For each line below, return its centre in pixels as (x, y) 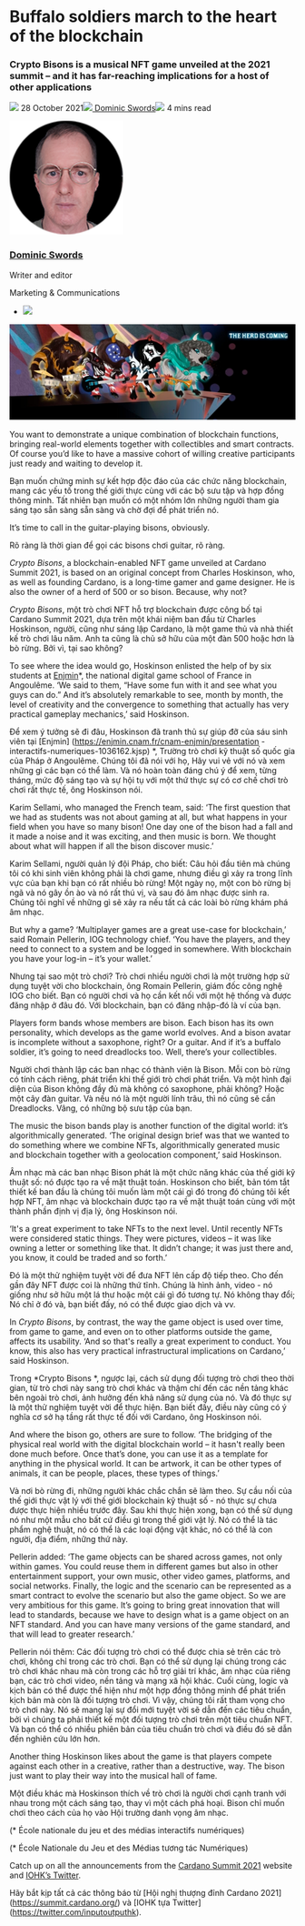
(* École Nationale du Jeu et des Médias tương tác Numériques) (129, 1848)
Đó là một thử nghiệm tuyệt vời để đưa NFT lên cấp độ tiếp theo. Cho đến (147, 1275)
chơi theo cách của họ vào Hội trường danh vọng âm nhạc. (119, 1812)
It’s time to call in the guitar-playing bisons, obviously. (110, 527)
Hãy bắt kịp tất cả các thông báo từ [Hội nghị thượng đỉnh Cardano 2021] (146, 1892)
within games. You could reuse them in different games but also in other (144, 1566)
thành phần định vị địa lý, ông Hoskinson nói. (93, 1211)
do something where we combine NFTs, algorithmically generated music (145, 1145)
